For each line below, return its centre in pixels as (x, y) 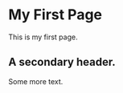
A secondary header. (62, 62)
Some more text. (36, 81)
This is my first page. (43, 37)
